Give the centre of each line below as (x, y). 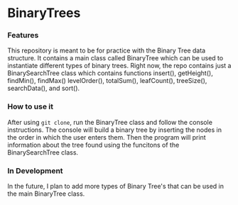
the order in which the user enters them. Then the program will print (107, 137)
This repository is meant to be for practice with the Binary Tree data (107, 50)
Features (23, 35)
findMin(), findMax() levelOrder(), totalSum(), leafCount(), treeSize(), (107, 81)
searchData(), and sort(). (44, 88)
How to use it (30, 106)
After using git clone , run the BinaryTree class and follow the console (110, 122)
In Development (35, 170)
